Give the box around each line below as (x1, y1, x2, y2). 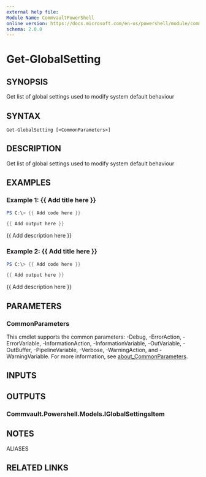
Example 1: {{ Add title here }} (6, 196, 96, 205)
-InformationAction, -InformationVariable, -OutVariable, (42, 340, 182, 347)
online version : (6, 20, 48, 26)
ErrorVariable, (6, 340, 42, 347)
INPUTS (6, 370, 37, 381)
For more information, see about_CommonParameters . (51, 353, 188, 360)
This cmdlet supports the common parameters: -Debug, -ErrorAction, (6, 333, 182, 340)
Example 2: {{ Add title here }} (6, 247, 98, 256)
